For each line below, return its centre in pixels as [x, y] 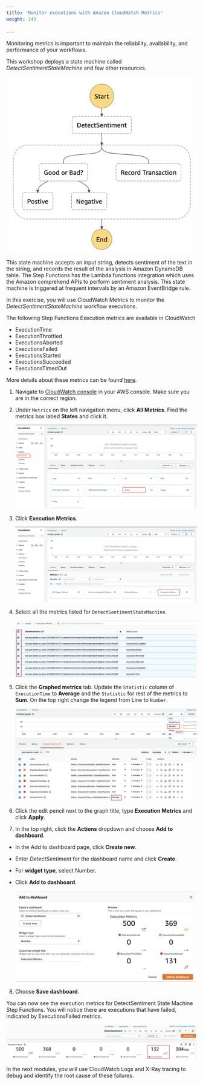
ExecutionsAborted [39, 343]
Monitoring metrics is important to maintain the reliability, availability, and [97, 44]
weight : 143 [21, 19]
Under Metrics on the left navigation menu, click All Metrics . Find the [101, 410]
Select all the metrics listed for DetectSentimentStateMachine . [91, 612]
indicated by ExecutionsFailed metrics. [54, 1016]
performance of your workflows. [47, 50]
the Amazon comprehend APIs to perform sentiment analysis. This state [96, 282]
